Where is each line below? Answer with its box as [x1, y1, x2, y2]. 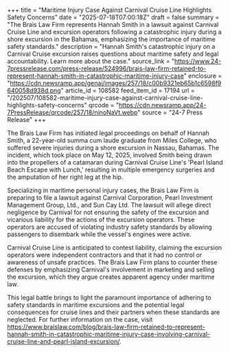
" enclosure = [183, 72, 222, 80]
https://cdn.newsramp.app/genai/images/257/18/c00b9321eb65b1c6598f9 [10, 79, 222, 87]
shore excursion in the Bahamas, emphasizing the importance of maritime [7, 35, 216, 43]
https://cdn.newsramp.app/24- [119, 101, 207, 109]
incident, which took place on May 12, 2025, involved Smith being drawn [7, 151, 212, 159]
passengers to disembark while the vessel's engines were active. [7, 230, 192, 238]
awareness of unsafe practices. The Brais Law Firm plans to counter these [7, 258, 218, 266]
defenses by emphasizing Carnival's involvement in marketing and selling [7, 265, 215, 273]
